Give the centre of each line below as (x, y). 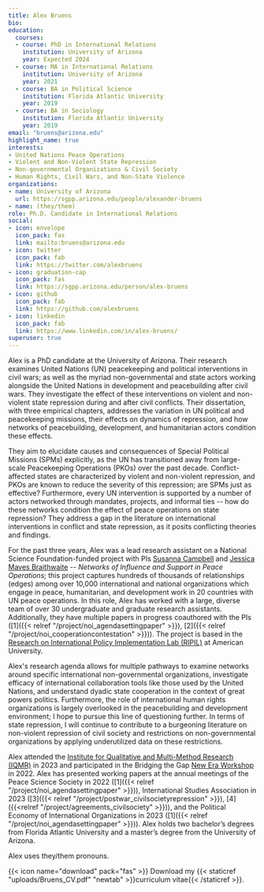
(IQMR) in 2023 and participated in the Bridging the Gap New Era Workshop (131, 765)
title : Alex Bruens (40, 15)
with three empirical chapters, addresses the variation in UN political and (126, 411)
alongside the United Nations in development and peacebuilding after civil (128, 386)
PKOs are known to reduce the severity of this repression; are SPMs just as (130, 485)
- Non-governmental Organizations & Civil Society (93, 170)
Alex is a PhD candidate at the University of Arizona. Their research (117, 360)
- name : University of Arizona (59, 191)
